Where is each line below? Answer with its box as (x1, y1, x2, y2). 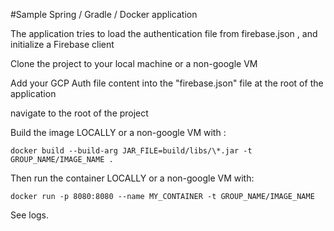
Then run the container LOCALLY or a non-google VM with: (10, 172, 255, 184)
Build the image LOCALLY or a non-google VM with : (10, 127, 227, 138)
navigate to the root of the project (10, 107, 149, 119)
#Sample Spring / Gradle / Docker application (10, 9, 198, 20)
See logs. (10, 209, 50, 221)
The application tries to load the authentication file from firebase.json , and (10, 28, 318, 39)
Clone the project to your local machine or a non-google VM (10, 58, 258, 69)
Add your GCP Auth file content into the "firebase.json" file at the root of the (10, 77, 324, 89)
